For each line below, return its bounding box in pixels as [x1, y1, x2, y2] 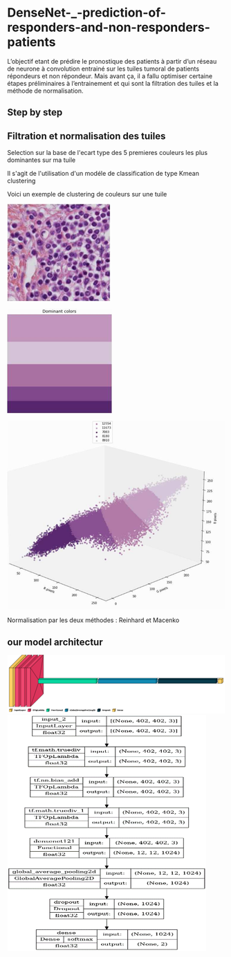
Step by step [7, 107, 63, 118]
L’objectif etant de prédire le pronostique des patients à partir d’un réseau [7, 57, 217, 65]
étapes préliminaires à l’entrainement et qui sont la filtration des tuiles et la [7, 79, 219, 87]
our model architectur [7, 636, 103, 648]
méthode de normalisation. [7, 86, 84, 95]
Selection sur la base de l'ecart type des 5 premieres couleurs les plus [7, 149, 208, 157]
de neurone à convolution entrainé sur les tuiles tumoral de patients [7, 64, 199, 73]
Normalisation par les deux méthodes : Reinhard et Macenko [7, 616, 180, 624]
